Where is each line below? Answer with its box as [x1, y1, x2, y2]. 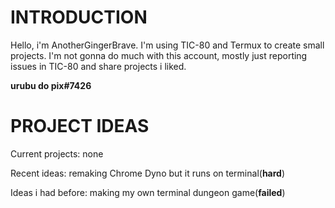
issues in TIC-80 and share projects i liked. [10, 60, 187, 72]
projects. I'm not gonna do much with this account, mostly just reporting [10, 49, 308, 61]
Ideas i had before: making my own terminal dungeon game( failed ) [10, 186, 286, 198]
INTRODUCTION [10, 6, 148, 29]
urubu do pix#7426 [10, 79, 92, 91]
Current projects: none [10, 147, 104, 160]
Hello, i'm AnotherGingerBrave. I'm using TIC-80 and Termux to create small [10, 39, 325, 51]
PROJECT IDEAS [10, 115, 150, 138]
